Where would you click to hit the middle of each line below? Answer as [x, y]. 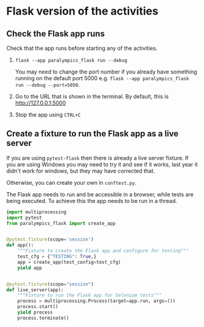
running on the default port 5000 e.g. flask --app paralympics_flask [102, 78]
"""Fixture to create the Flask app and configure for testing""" [103, 251]
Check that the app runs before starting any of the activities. [82, 48]
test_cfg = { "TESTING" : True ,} [57, 256]
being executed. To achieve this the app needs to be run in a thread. [92, 201]
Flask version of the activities [82, 11]
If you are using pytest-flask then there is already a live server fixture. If [97, 158]
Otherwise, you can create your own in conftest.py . [72, 182]
